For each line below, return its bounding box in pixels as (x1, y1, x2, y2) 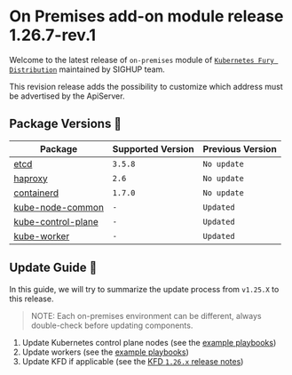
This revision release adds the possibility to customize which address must (9, 81, 284, 92)
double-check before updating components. (30, 320, 193, 331)
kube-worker (13, 229, 70, 242)
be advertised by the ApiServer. (9, 91, 125, 101)
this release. (9, 293, 54, 304)
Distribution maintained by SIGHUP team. (9, 64, 166, 75)
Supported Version (112, 142, 195, 155)
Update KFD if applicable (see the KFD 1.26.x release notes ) (21, 355, 244, 366)
